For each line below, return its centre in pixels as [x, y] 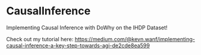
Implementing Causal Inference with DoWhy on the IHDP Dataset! [87, 27]
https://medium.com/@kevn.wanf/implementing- [135, 39]
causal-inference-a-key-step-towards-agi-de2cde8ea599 [78, 45]
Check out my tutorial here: [40, 39]
